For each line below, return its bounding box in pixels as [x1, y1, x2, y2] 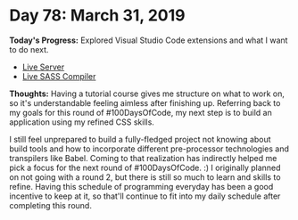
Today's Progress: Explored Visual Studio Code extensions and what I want [9, 35, 288, 45]
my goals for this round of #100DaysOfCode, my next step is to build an [9, 107, 272, 118]
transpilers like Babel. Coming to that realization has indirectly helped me [9, 152, 277, 163]
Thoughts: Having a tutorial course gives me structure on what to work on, [9, 88, 286, 99]
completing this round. [9, 200, 92, 210]
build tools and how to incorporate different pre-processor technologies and [9, 143, 290, 154]
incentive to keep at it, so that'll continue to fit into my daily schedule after [9, 191, 281, 201]
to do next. [9, 44, 49, 54]
